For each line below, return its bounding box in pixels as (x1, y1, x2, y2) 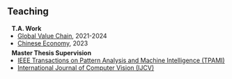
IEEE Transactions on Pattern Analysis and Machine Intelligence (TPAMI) (17, 56, 225, 64)
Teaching (7, 6, 49, 17)
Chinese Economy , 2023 (17, 38, 88, 48)
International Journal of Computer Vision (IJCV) (17, 63, 155, 72)
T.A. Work (11, 24, 42, 32)
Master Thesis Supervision (11, 48, 92, 57)
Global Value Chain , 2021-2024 (17, 31, 107, 40)
